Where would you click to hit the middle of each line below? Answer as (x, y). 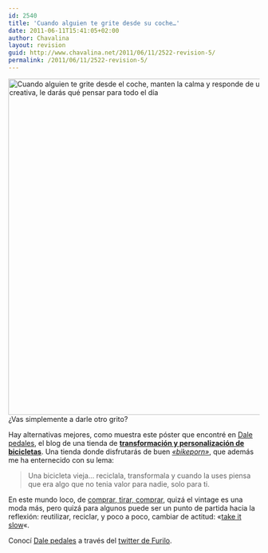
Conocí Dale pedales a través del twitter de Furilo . (90, 540)
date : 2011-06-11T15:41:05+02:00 (64, 30)
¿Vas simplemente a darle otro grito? (68, 419)
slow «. (19, 525)
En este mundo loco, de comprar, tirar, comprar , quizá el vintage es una (126, 499)
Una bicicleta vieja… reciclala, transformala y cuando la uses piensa (139, 475)
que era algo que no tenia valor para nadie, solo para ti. (118, 483)
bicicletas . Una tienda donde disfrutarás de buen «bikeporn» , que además (131, 452)
